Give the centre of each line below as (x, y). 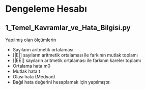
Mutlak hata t (26, 71)
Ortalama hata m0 (32, 66)
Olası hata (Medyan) (34, 77)
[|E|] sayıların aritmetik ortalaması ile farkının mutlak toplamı (75, 55)
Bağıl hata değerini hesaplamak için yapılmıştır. (62, 82)
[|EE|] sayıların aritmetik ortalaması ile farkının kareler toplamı (77, 61)
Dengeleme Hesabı (46, 9)
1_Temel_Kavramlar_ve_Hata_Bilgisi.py (68, 28)
